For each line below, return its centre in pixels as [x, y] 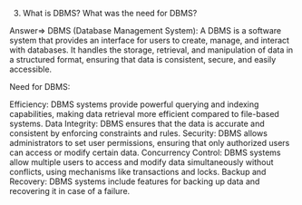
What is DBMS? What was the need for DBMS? [110, 13]
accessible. [31, 69]
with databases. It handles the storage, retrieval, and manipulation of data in [151, 50]
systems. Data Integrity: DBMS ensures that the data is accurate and [137, 123]
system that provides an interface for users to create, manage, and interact [150, 40]
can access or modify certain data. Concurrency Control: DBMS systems [145, 152]
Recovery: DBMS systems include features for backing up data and [135, 181]
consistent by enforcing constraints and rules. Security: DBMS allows [138, 133]
